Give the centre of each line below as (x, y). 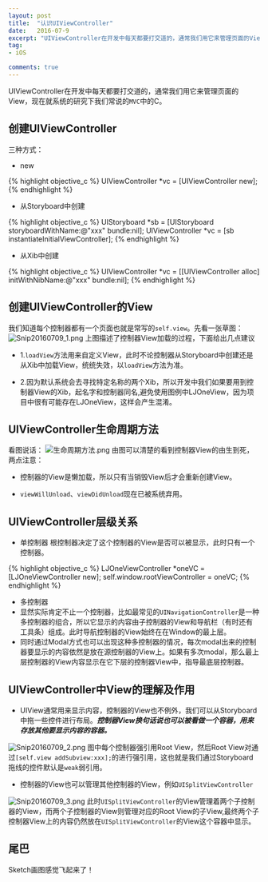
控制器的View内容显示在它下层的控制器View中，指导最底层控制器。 (138, 662)
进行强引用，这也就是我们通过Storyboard (186, 757)
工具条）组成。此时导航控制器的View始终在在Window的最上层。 (125, 632)
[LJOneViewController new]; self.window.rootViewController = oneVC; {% (129, 577)
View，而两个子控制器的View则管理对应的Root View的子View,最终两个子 (140, 811)
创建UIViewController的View (81, 307)
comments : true (33, 68)
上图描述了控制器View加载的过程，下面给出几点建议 (170, 337)
